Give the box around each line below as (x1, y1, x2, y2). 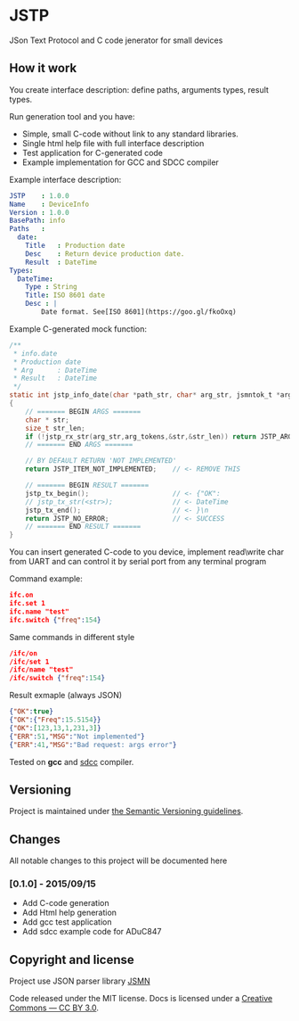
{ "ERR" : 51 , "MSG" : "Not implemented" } (9, 732, 145, 741)
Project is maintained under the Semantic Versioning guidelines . (9, 806, 244, 817)
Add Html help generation (21, 907, 117, 918)
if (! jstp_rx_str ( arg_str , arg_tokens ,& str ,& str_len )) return (25, 432, 256, 441)
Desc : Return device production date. (25, 249, 185, 259)
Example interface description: (9, 174, 122, 185)
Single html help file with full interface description (21, 137, 205, 148)
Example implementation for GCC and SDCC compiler (21, 157, 220, 168)
